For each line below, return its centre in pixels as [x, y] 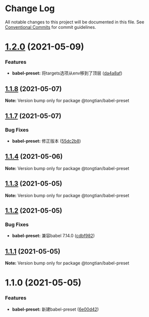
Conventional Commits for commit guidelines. [50, 27]
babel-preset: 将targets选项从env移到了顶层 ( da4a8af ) [67, 73]
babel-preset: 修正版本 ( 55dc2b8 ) [46, 141]
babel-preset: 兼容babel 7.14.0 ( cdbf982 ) [53, 236]
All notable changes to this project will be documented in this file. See [75, 22]
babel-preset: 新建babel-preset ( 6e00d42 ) [55, 309]
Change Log [30, 9]
